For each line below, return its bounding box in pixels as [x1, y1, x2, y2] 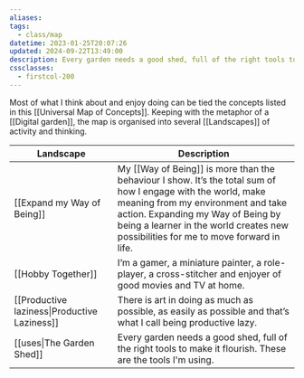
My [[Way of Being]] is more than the [117, 162, 276, 175]
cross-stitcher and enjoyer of [156, 268, 282, 280]
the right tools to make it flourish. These [117, 342, 287, 354]
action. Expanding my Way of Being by [117, 207, 281, 220]
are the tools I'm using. [117, 354, 214, 366]
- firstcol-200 [17, 72, 75, 81]
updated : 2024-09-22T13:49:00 [9, 47, 124, 56]
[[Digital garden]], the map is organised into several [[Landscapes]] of [9, 116, 271, 127]
